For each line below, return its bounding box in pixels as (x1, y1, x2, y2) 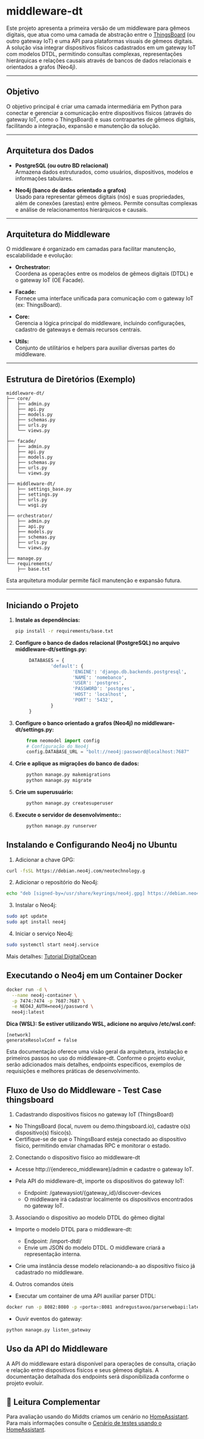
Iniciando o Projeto (6, 600, 79, 610)
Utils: (15, 338, 29, 345)
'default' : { (50, 663, 84, 669)
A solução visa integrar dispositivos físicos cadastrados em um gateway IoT (6, 44, 196, 51)
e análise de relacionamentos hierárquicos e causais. (15, 206, 148, 213)
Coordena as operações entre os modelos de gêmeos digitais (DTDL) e (15, 270, 194, 278)
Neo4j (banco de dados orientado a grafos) (15, 186, 126, 194)
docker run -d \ (6, 987, 47, 993)
